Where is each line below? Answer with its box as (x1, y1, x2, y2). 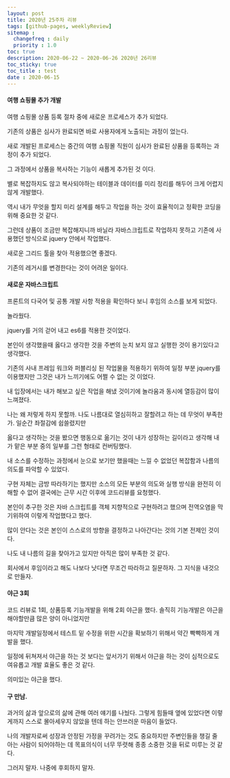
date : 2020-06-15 (7, 73, 60, 81)
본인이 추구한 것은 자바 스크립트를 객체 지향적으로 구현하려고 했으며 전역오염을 (7, 502, 216, 511)
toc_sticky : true (7, 61, 57, 68)
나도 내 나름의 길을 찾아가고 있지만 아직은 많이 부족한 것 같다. (7, 549, 170, 557)
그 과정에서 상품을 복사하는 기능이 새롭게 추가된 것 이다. (7, 165, 156, 173)
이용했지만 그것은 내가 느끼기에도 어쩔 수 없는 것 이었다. (7, 372, 156, 381)
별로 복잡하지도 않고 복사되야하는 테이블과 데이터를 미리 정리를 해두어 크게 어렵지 (7, 179, 224, 187)
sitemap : (7, 29, 36, 36)
